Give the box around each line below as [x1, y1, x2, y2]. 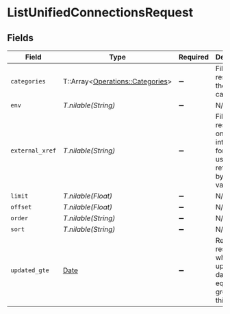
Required [179, 53, 209, 62]
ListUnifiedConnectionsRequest [7, 5, 194, 21]
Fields [7, 32, 34, 44]
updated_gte [10, 267, 50, 274]
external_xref [10, 147, 57, 155]
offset [10, 203, 32, 211]
